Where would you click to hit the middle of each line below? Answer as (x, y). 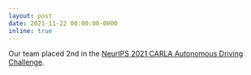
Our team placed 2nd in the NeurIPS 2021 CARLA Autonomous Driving (126, 54)
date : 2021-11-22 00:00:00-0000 (63, 23)
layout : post (30, 16)
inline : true (30, 31)
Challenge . (26, 62)
